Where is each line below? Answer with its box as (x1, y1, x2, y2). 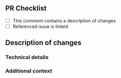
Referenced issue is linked (12, 23, 68, 30)
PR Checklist (5, 4, 47, 13)
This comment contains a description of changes (12, 17, 116, 23)
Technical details (5, 54, 49, 61)
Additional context (5, 67, 53, 74)
